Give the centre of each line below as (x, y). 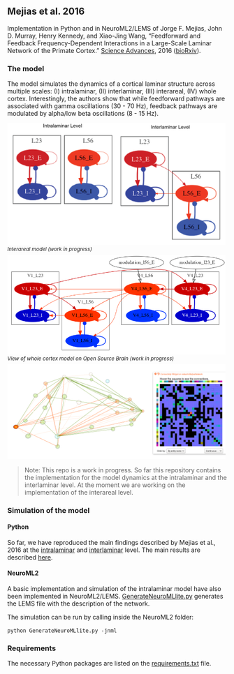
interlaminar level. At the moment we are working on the (105, 485)
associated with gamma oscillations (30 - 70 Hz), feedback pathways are (112, 106)
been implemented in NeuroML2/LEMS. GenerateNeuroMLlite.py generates (115, 597)
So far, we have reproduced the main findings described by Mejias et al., (111, 542)
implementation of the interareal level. (79, 492)
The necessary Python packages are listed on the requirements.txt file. (109, 664)
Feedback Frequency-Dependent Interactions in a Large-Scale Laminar (109, 43)
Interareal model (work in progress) (50, 249)
